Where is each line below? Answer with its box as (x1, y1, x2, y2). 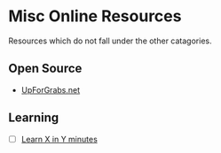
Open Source (8, 61, 83, 76)
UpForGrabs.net (20, 84, 81, 95)
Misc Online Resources (8, 6, 182, 27)
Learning (8, 111, 59, 126)
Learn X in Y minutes (20, 134, 99, 144)
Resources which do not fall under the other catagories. (8, 35, 212, 46)
